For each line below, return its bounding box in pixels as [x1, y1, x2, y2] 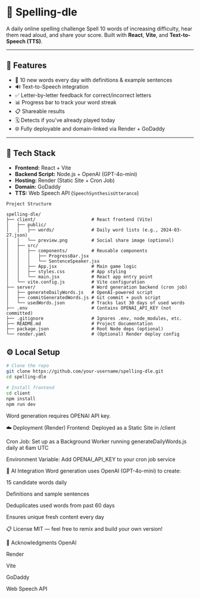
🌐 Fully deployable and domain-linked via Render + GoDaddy [14, 125, 165, 132]
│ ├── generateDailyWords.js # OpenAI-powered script [6, 289, 153, 295]
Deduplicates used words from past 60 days [6, 502, 115, 509]
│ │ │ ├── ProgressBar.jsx [6, 253, 89, 259]
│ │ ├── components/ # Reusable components [6, 248, 148, 253]
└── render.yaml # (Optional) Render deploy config [6, 331, 180, 337]
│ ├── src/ [6, 242, 39, 249]
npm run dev [6, 401, 36, 407]
